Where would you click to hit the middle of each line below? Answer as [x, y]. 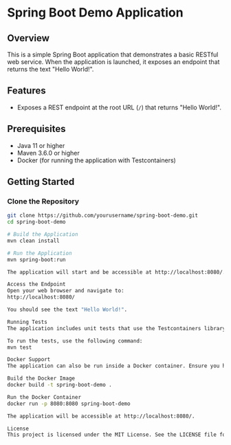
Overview [29, 38]
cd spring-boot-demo [37, 222]
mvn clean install [33, 241]
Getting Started [41, 182]
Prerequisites [36, 129]
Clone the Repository [43, 201]
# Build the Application [43, 235]
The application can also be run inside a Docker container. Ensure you [113, 366]
